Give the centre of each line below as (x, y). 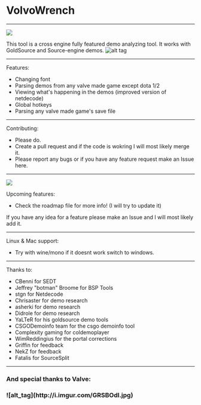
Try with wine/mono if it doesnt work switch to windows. (84, 252)
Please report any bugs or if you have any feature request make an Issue (104, 159)
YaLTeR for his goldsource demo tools (62, 319)
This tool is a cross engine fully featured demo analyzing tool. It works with (99, 44)
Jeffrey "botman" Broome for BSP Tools (64, 287)
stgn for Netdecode (39, 294)
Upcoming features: (31, 194)
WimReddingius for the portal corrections (66, 338)
